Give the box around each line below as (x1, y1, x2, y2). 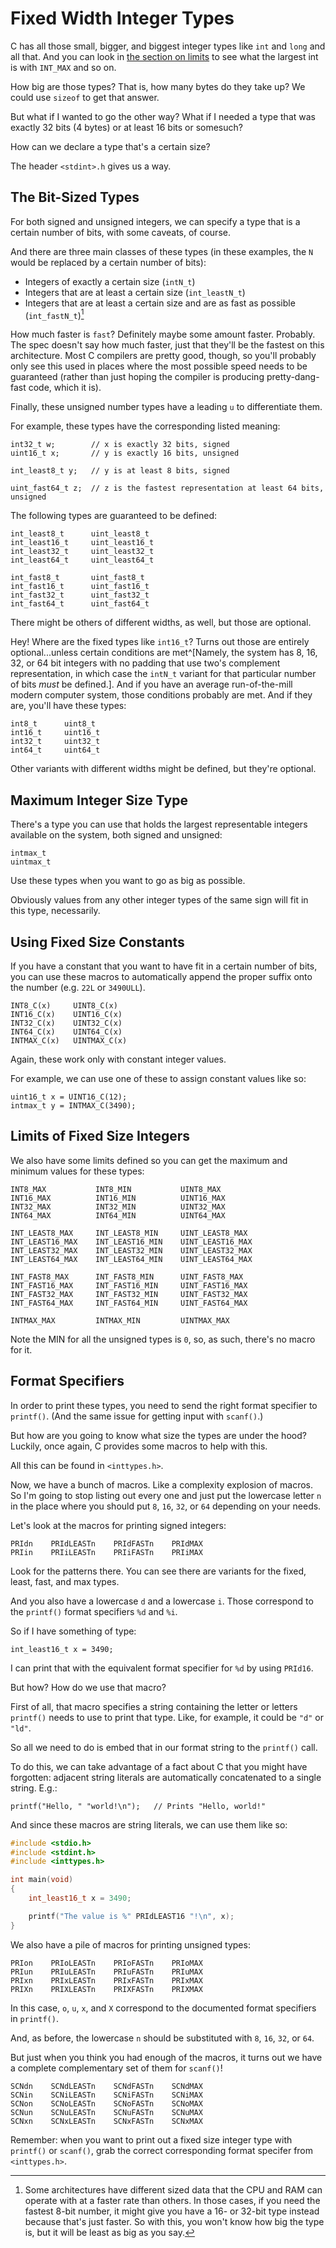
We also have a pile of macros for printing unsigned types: (10, 1938, 251, 1951)
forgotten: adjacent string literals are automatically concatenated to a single (10, 1771, 322, 1783)
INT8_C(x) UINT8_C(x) (10, 1001, 118, 1011)
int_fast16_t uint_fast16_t (10, 582, 150, 592)
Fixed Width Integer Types (10, 7, 235, 30)
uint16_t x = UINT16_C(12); (10, 1092, 128, 1102)
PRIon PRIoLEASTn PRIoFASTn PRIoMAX (10, 1958, 203, 1968)
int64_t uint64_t (10, 745, 101, 756)
